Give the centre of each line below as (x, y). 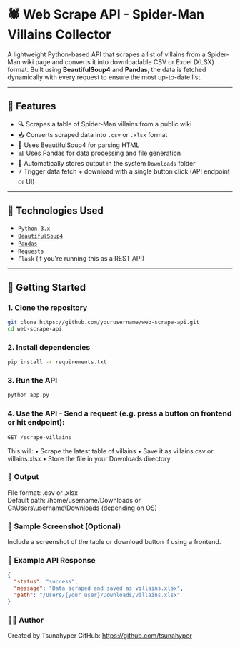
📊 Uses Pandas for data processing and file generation (99, 153)
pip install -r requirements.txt (57, 362)
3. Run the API (32, 381)
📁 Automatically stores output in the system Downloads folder (106, 163)
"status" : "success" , (46, 582)
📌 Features (32, 106)
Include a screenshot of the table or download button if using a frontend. (114, 542)
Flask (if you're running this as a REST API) (81, 258)
